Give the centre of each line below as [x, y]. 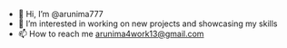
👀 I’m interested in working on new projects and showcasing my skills [148, 24]
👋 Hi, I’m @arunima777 [61, 14]
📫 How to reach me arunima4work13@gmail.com [111, 34]
